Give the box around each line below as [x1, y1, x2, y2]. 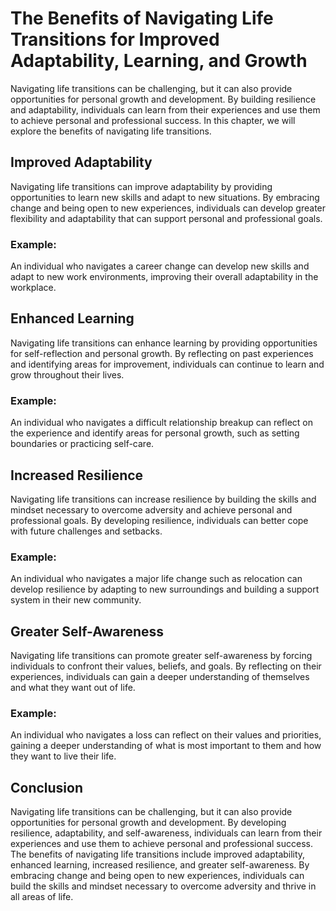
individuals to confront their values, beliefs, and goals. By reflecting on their [10, 660, 322, 672]
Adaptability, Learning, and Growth [10, 50, 308, 72]
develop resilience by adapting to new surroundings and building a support [10, 583, 320, 596]
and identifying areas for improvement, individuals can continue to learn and [10, 358, 325, 370]
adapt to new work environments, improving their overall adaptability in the [10, 271, 319, 283]
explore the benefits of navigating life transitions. [10, 125, 212, 137]
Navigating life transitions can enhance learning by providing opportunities [10, 337, 318, 349]
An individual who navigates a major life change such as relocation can [10, 573, 303, 585]
